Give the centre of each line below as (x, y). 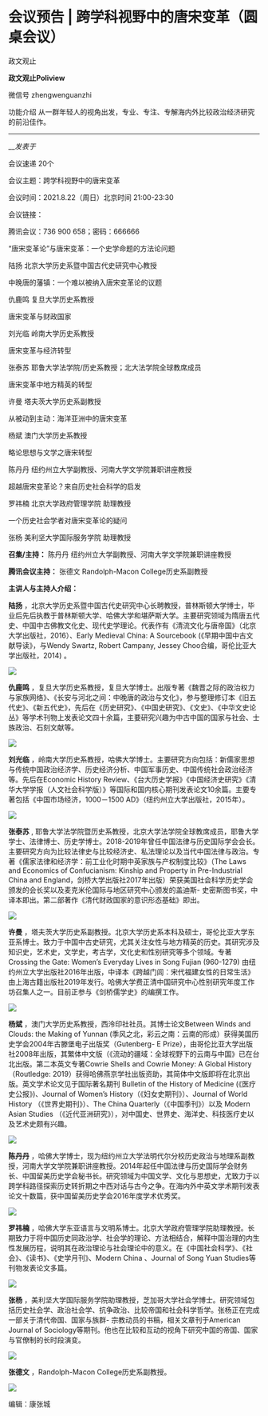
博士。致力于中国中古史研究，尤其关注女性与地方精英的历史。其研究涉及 (141, 942)
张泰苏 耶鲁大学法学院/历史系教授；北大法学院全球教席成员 (105, 367)
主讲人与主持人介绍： (43, 588)
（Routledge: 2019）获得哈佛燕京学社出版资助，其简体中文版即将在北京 (126, 1074)
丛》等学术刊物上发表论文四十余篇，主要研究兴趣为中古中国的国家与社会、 (130, 717)
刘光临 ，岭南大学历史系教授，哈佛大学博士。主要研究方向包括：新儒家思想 (132, 759)
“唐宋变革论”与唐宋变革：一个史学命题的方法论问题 (92, 248)
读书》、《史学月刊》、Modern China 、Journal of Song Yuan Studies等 (143, 1258)
